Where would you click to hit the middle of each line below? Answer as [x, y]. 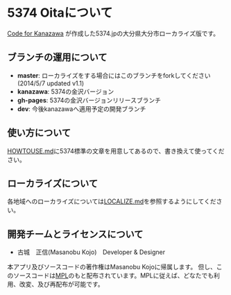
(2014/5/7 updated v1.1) [51, 83]
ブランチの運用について [57, 57]
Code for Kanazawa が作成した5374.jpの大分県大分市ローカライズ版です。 [113, 33]
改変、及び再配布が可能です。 [61, 285]
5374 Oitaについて [60, 13]
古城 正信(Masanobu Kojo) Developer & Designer [91, 252]
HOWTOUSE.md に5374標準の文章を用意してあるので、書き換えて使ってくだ [116, 151]
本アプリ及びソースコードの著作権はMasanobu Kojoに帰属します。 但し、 [112, 267]
